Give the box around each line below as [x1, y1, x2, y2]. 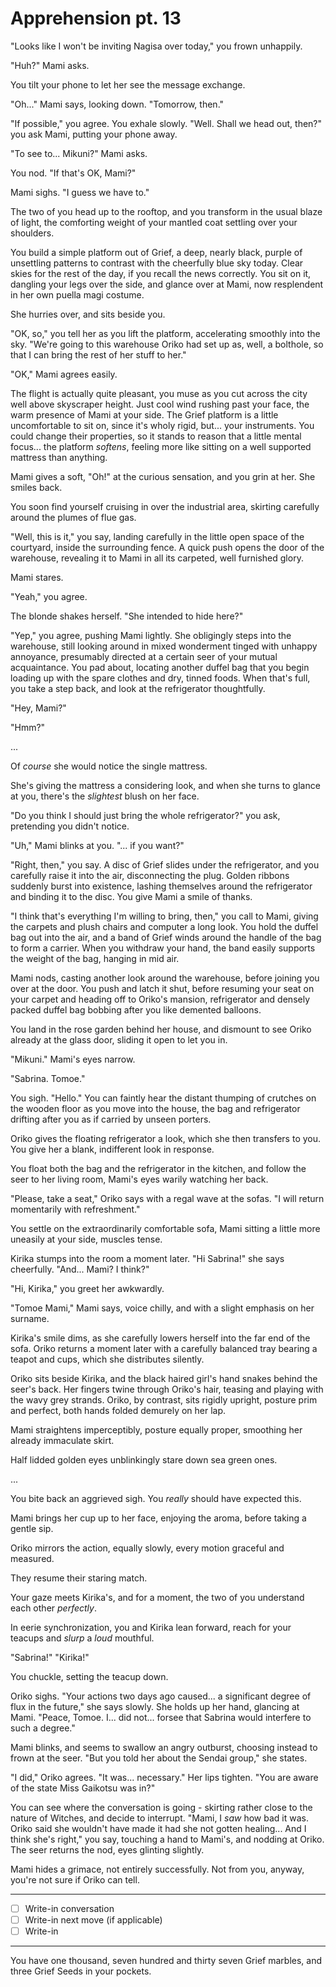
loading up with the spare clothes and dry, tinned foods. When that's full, [10, 672, 311, 684]
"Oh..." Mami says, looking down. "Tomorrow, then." [10, 98, 225, 110]
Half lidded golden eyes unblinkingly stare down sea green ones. [10, 1453, 278, 1466]
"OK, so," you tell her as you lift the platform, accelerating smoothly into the [10, 327, 321, 339]
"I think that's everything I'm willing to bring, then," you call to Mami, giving [10, 910, 319, 922]
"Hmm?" [10, 721, 46, 733]
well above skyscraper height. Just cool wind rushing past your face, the [10, 398, 310, 410]
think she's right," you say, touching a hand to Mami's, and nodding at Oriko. [10, 1833, 325, 1845]
